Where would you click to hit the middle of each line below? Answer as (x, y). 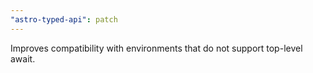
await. (23, 58)
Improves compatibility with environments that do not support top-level (156, 48)
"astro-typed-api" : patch (64, 19)
